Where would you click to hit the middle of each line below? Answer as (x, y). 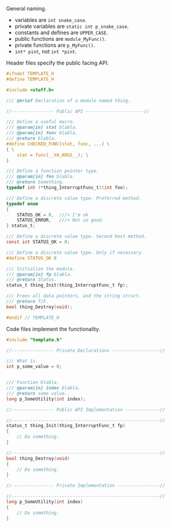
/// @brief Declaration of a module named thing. (69, 101)
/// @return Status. (32, 280)
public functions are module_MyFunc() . (60, 39)
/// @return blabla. (32, 138)
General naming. (26, 9)
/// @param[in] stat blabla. (42, 127)
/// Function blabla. (33, 383)
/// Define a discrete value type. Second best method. (76, 237)
